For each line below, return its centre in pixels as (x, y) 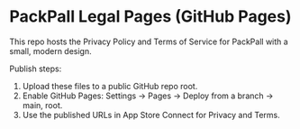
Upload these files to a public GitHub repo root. (110, 86)
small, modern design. (50, 51)
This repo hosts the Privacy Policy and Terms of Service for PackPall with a (149, 41)
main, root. (42, 105)
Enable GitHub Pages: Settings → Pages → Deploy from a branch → (148, 96)
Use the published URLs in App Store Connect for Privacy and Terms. (151, 115)
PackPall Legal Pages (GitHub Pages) (150, 17)
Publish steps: (36, 69)
